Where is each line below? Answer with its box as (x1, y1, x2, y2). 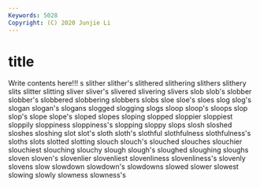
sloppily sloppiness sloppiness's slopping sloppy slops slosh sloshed (8, 120, 232, 130)
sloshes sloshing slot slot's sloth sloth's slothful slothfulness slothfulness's (8, 129, 251, 138)
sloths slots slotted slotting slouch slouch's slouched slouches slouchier (8, 137, 243, 146)
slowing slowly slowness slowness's (8, 170, 126, 180)
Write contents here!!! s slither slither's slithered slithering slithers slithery (8, 79, 247, 88)
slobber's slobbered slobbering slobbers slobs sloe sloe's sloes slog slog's (8, 95, 252, 104)
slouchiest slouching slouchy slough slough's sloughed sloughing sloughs (8, 145, 249, 155)
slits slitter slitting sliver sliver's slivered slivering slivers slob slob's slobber (8, 87, 252, 97)
